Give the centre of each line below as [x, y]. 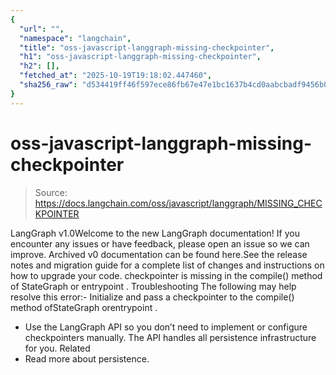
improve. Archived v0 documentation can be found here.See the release [159, 254]
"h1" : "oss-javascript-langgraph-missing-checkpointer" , [140, 57]
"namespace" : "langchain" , [75, 38]
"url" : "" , [42, 29]
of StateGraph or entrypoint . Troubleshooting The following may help [153, 286]
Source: [51, 192]
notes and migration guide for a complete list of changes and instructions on [167, 265]
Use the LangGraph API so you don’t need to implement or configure [166, 327]
